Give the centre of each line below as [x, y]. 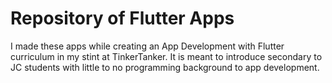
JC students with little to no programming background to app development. [165, 67]
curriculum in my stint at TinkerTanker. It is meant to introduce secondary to [166, 56]
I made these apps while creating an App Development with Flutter [147, 46]
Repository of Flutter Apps [122, 18]
